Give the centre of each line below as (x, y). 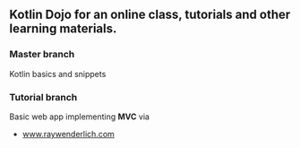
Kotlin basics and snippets (58, 74)
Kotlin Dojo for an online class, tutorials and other (150, 15)
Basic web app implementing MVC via (80, 117)
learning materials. (63, 29)
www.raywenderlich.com (68, 134)
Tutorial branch (43, 97)
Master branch (42, 55)
